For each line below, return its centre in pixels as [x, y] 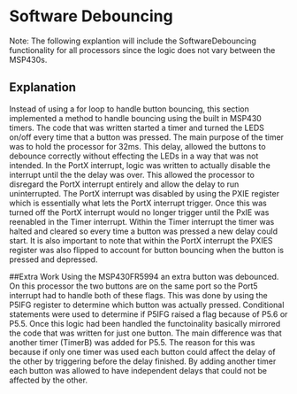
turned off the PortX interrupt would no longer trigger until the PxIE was [139, 212]
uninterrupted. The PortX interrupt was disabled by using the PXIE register [145, 193]
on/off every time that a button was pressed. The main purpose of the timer [147, 137]
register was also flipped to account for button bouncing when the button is [147, 250]
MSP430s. [28, 59]
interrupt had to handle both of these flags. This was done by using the [138, 295]
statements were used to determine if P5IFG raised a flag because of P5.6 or [148, 314]
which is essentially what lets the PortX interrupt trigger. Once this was [138, 203]
